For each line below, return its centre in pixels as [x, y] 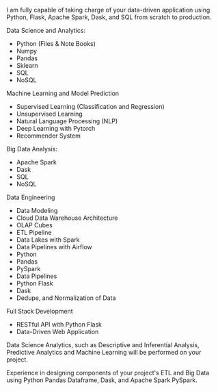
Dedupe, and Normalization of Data [66, 298]
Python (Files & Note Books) [56, 43]
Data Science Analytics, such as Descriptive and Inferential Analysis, [103, 345]
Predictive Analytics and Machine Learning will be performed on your [104, 352]
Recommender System [49, 136]
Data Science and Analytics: [46, 30]
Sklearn [27, 65]
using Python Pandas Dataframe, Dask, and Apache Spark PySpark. [102, 380]
